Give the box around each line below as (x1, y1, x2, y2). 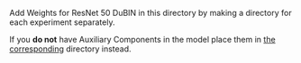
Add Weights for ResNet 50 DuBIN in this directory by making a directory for (9, 8, 292, 18)
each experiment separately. (9, 17, 115, 28)
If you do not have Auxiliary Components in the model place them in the (9, 35, 277, 44)
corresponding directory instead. (9, 43, 132, 54)
